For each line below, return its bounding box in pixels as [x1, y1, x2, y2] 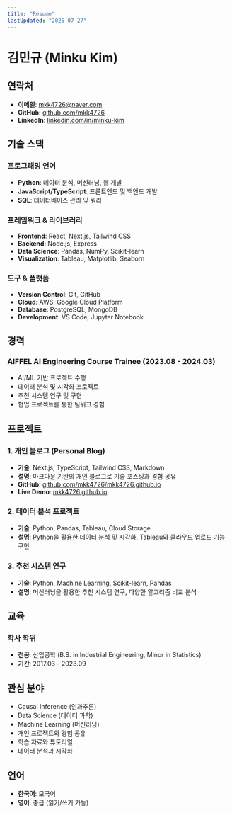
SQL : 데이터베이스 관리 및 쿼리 [17, 196, 103, 205]
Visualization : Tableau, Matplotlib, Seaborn [17, 254, 145, 263]
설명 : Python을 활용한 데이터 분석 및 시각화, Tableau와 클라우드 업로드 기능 [17, 533, 226, 542]
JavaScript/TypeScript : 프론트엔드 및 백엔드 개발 [17, 187, 158, 195]
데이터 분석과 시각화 [17, 746, 73, 755]
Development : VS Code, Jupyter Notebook [17, 312, 144, 321]
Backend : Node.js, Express [17, 239, 98, 248]
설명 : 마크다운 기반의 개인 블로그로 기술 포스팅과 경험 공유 [17, 472, 177, 481]
